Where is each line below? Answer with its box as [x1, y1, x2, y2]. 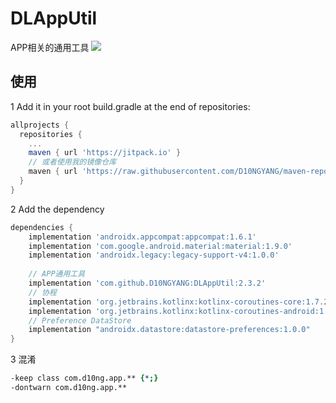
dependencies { [10, 222, 74, 232]
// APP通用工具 [28, 269, 86, 279]
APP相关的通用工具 [10, 41, 90, 53]
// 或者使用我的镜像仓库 [28, 157, 117, 167]
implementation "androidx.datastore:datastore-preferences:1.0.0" [28, 325, 311, 335]
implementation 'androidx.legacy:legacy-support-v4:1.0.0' [28, 250, 280, 261]
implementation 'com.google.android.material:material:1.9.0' [28, 241, 293, 251]
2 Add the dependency [10, 203, 105, 215]
